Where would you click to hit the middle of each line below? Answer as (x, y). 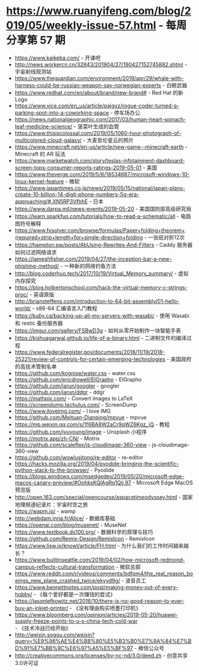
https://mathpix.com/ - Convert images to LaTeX (74, 398)
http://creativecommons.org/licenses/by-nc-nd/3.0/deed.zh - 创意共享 (101, 655)
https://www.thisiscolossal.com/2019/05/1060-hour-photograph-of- (98, 133)
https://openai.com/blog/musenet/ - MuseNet (70, 525)
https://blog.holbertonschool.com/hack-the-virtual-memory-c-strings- (101, 287)
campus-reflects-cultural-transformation (64, 567)
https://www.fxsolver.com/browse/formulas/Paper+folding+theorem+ (100, 230)
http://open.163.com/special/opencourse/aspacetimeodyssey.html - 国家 (104, 497)
